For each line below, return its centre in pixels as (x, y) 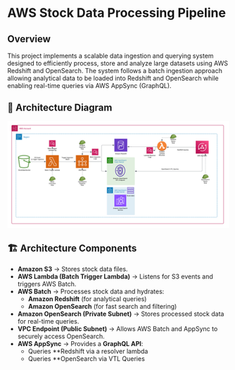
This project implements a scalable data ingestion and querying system (110, 56)
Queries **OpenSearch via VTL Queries (87, 358)
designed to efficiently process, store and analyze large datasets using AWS (118, 63)
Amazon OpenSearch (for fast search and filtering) (102, 306)
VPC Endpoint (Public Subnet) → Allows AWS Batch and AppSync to (118, 328)
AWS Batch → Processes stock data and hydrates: (91, 291)
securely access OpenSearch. (61, 336)
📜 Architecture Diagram (60, 108)
